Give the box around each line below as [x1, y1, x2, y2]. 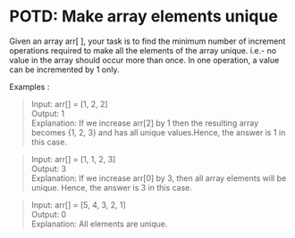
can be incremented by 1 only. [9, 64, 120, 75]
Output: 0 [30, 209, 67, 219]
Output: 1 [30, 108, 65, 119]
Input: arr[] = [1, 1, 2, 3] [30, 153, 116, 164]
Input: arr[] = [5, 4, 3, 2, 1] [30, 199, 127, 210]
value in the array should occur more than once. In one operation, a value [9, 54, 280, 65]
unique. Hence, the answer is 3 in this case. [30, 182, 192, 193]
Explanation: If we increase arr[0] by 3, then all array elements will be [30, 172, 287, 184]
